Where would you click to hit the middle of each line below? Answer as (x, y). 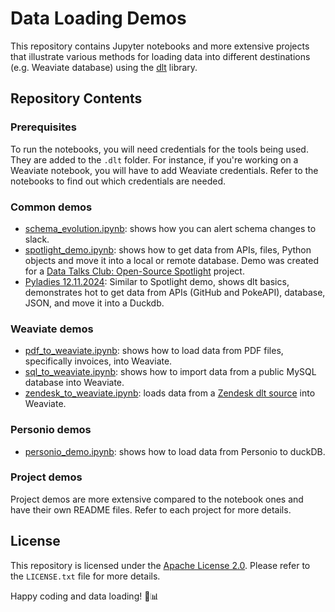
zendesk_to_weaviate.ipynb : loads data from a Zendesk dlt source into (170, 393)
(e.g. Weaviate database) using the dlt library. (104, 67)
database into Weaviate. (74, 383)
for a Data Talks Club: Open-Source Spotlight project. (134, 271)
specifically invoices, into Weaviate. (98, 361)
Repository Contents (76, 98)
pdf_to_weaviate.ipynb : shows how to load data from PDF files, (154, 351)
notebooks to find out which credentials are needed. (118, 181)
